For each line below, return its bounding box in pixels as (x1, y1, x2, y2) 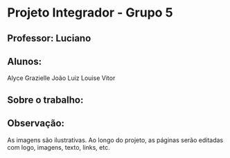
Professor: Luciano (7, 32, 91, 44)
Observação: (7, 117, 64, 129)
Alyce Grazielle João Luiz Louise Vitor (7, 74, 116, 82)
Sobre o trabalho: (7, 94, 84, 106)
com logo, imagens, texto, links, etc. (7, 143, 110, 151)
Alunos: (7, 55, 42, 67)
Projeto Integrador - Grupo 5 (7, 5, 173, 21)
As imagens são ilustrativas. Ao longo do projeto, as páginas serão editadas (7, 136, 224, 144)
